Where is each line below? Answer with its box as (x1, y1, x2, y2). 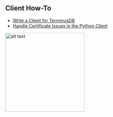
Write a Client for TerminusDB (12, 17, 75, 23)
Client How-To (5, 4, 52, 13)
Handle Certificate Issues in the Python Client (12, 23, 108, 29)
